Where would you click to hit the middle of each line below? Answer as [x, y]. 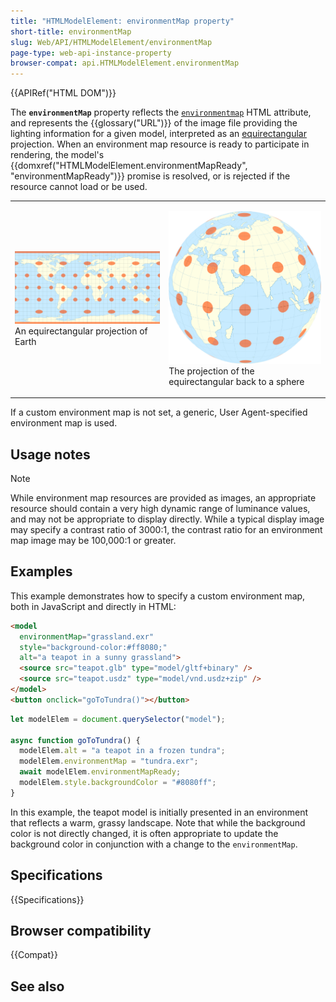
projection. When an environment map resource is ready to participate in [160, 144]
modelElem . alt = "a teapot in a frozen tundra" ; [122, 751]
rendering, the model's [57, 155]
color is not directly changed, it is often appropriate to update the [144, 833]
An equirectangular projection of [81, 331]
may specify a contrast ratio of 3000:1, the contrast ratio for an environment [166, 530]
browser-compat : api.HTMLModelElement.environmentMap [125, 63]
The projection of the [211, 371]
